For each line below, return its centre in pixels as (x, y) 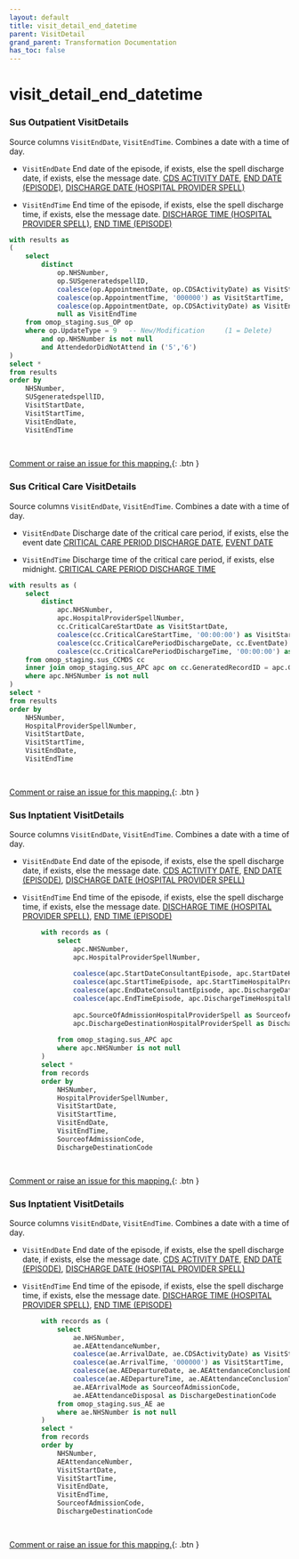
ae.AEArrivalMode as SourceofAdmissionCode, (157, 1387)
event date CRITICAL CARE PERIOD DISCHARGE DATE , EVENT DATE (148, 542)
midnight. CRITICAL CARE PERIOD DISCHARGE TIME (119, 569)
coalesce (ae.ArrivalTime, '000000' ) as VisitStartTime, (178, 1362)
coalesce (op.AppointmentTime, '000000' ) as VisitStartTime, (170, 298)
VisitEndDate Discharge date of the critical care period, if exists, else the (155, 533)
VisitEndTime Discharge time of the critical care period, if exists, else (148, 559)
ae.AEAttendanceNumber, (117, 1346)
